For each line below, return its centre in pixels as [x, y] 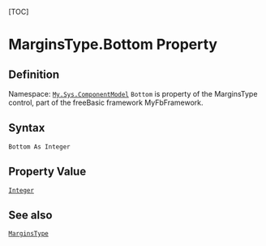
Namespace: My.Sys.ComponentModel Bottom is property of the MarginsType [133, 94]
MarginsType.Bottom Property [113, 45]
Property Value [47, 172]
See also [30, 216]
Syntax [27, 128]
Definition [34, 74]
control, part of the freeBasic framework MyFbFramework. [106, 102]
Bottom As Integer [39, 147]
